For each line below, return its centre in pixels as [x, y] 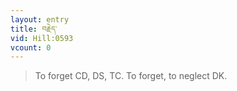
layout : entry [40, 19]
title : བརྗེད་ [34, 29]
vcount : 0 [31, 47]
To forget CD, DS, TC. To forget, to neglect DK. [131, 76]
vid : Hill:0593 [42, 38]
